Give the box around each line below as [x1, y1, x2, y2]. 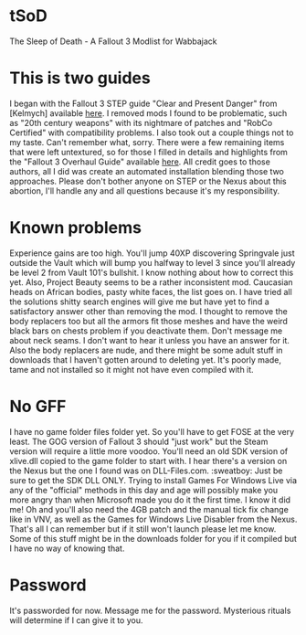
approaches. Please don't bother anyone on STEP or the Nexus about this [9, 175, 287, 186]
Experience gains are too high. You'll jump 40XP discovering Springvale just [9, 248, 295, 259]
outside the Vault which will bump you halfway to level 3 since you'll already [9, 257, 296, 268]
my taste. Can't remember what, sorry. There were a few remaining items [9, 136, 285, 147]
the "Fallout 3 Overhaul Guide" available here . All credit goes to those [9, 156, 271, 167]
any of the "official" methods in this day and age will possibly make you [9, 484, 279, 495]
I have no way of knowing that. [9, 543, 125, 554]
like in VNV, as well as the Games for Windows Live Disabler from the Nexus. [9, 513, 298, 524]
